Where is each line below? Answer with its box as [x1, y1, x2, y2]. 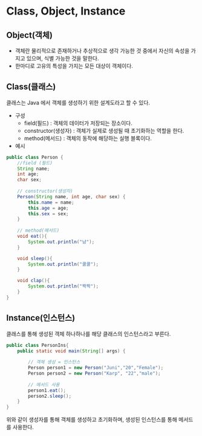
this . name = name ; [28, 199, 74, 206]
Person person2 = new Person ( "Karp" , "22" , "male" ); [28, 371, 161, 377]
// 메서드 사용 [28, 381, 60, 387]
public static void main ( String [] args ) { [17, 347, 126, 354]
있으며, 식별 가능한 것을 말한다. [26, 55, 99, 62]
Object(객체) [6, 30, 53, 40]
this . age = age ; [28, 205, 69, 211]
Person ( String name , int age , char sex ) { [17, 193, 126, 200]
